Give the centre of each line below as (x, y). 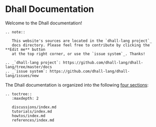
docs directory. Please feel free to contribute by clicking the (81, 45)
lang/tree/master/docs (29, 67)
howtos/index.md (29, 116)
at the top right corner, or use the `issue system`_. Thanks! (78, 54)
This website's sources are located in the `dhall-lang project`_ (82, 41)
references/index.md (33, 120)
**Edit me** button (25, 49)
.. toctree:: (19, 94)
